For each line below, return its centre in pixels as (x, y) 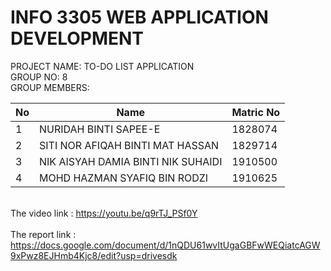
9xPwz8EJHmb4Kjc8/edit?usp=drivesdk (94, 255)
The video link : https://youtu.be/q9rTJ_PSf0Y (104, 213)
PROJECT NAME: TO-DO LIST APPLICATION (102, 66)
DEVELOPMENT (77, 38)
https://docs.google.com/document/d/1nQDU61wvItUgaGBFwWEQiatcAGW (165, 245)
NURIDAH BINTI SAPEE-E (100, 129)
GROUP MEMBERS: (50, 87)
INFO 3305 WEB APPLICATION (139, 17)
